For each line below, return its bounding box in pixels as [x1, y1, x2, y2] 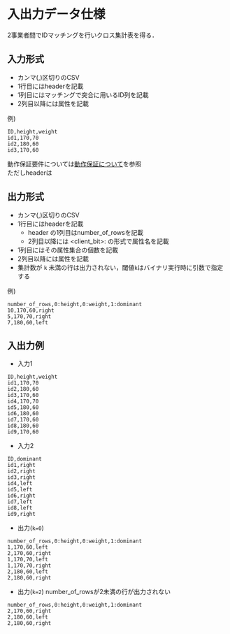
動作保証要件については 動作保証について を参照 [7, 159, 142, 168]
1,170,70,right [7, 562, 52, 570]
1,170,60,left [7, 544, 49, 551]
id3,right [7, 474, 36, 481]
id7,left [7, 498, 33, 505]
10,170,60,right [7, 307, 55, 314]
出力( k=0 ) [17, 524, 44, 532]
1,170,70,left [7, 556, 49, 563]
